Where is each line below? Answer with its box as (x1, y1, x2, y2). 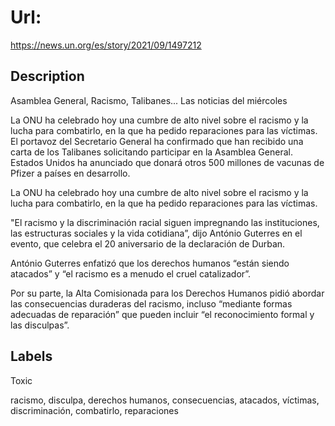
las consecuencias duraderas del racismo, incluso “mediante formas (10, 297, 293, 310)
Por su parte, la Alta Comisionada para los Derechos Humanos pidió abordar (10, 287, 325, 299)
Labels (10, 348, 53, 365)
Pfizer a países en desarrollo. (10, 167, 131, 179)
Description (10, 68, 85, 85)
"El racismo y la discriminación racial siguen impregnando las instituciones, (10, 216, 320, 228)
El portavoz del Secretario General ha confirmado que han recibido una (10, 135, 304, 147)
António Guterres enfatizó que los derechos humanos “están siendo (10, 257, 290, 269)
